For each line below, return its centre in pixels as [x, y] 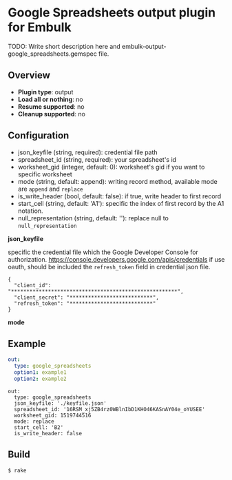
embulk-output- [145, 46]
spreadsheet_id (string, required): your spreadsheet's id [97, 159]
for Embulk [40, 27]
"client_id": [33, 285]
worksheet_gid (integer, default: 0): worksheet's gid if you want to [111, 167]
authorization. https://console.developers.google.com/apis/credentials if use [116, 259]
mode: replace [34, 421]
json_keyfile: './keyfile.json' [61, 403]
